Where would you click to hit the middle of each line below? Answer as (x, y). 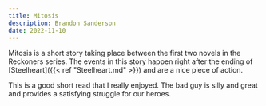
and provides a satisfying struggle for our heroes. (90, 94)
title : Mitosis (34, 16)
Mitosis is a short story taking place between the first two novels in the (125, 53)
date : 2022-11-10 (37, 30)
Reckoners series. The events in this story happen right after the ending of (131, 61)
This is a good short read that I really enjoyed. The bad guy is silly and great (133, 85)
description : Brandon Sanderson (62, 23)
